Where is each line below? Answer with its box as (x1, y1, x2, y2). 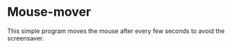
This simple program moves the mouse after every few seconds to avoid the (7, 27, 225, 35)
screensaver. (7, 34, 44, 42)
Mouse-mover (7, 4, 92, 20)
